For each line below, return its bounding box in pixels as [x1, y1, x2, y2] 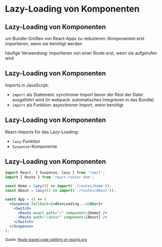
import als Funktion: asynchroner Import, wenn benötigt [12, 102, 124, 108]
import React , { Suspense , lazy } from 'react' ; [5, 170, 105, 175]
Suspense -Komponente [12, 143, 57, 149]
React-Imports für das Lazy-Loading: [5, 129, 79, 134]
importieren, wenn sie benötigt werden [5, 41, 82, 47]
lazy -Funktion [12, 138, 40, 144]
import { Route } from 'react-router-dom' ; [5, 175, 95, 180]
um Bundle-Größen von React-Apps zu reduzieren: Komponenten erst [5, 35, 145, 41]
